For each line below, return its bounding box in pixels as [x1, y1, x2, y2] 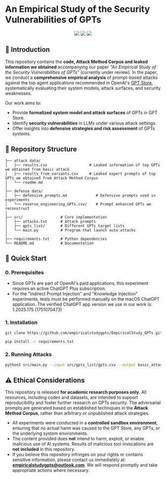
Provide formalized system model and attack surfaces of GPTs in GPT [12, 109, 158, 115]
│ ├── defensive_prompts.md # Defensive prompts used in [5, 193, 156, 198]
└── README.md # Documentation [5, 241, 94, 246]
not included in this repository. [12, 446, 76, 452]
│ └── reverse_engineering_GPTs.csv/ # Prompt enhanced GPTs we [5, 202, 152, 206]
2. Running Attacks [5, 351, 52, 358]
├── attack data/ [5, 158, 41, 163]
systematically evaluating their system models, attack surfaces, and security [5, 85, 161, 91]
